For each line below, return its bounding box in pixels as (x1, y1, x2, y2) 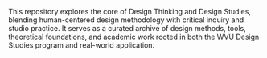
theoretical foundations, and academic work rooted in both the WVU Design (8, 32, 260, 41)
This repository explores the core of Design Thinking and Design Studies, (8, 7, 252, 16)
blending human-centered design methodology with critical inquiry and (8, 15, 244, 25)
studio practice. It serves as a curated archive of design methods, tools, (8, 24, 247, 33)
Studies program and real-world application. (8, 41, 155, 50)
